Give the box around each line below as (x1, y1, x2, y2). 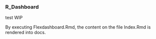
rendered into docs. (5, 30, 46, 36)
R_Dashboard (5, 3, 39, 10)
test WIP (5, 15, 23, 21)
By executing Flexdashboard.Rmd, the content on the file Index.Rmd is (5, 24, 151, 30)
